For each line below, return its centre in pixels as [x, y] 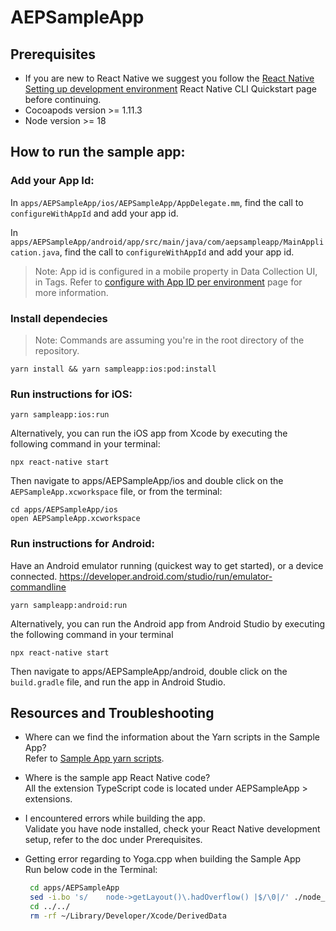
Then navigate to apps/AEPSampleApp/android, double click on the [149, 671]
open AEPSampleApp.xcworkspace [75, 519]
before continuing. [63, 99]
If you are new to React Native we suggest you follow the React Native [169, 78]
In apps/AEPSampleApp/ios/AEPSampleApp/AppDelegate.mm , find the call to [157, 202]
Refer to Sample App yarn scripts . [94, 758]
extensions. [48, 799]
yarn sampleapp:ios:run [60, 415]
